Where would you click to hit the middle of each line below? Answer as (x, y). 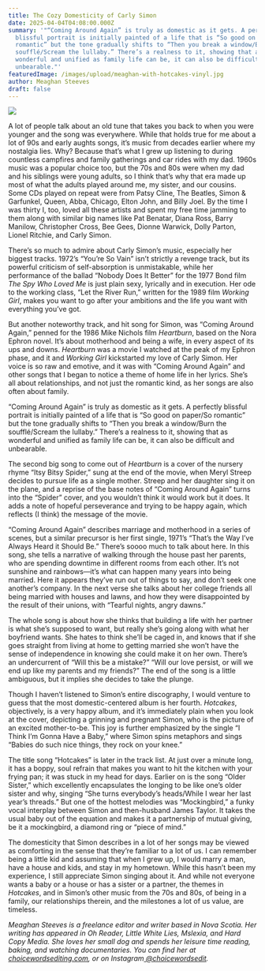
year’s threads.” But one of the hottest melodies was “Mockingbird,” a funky (131, 802)
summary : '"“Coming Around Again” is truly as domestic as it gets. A (127, 30)
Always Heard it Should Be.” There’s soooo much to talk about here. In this (129, 546)
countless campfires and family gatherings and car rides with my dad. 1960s (132, 159)
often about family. (39, 392)
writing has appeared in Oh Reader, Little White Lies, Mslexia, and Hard (125, 933)
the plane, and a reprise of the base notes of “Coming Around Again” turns (129, 489)
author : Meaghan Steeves (49, 81)
